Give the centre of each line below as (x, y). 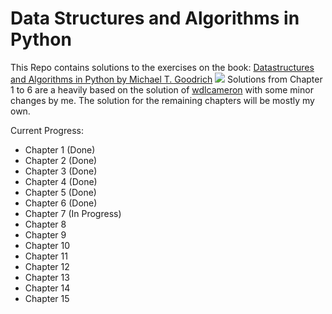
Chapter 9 (45, 234)
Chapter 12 (47, 266)
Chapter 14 (47, 288)
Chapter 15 (47, 298)
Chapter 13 (47, 277)
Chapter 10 (47, 245)
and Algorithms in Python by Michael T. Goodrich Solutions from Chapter (166, 79)
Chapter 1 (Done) (60, 149)
